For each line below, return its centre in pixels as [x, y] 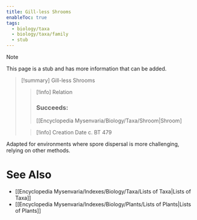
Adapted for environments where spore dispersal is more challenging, [93, 144]
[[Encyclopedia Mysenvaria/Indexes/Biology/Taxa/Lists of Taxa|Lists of [103, 192]
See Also [29, 175]
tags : [13, 23]
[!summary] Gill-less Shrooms [58, 80]
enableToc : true [27, 17]
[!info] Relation [54, 92]
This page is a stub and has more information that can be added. [86, 69]
